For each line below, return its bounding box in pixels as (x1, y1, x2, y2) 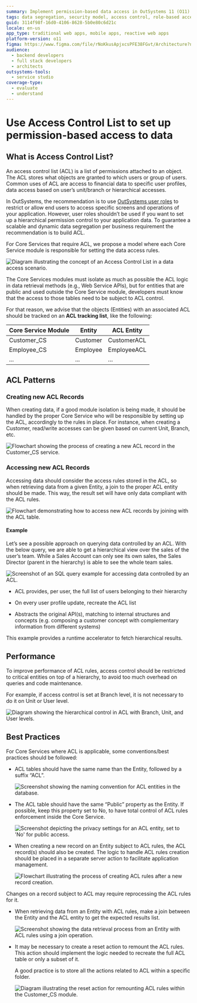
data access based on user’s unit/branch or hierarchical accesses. (6, 186, 167, 193)
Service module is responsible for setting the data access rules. (6, 247, 160, 254)
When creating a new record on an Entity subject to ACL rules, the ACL (14, 842, 186, 849)
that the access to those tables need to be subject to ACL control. (6, 294, 165, 301)
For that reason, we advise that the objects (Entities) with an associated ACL (6, 305, 191, 313)
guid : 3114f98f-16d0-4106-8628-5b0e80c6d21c (6, 19, 117, 25)
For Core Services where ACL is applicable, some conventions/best (6, 748, 169, 755)
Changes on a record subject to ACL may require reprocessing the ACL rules (6, 890, 191, 897)
